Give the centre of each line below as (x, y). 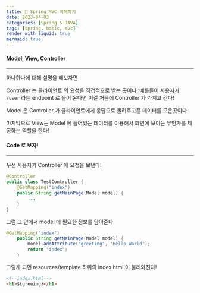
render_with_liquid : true (38, 34)
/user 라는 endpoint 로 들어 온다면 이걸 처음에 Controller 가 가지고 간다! (90, 98)
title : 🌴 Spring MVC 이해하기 (41, 12)
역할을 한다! (35, 131)
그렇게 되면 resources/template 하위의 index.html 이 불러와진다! (82, 267)
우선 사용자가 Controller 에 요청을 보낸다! (54, 165)
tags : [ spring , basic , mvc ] (41, 28)
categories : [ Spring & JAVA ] (42, 23)
